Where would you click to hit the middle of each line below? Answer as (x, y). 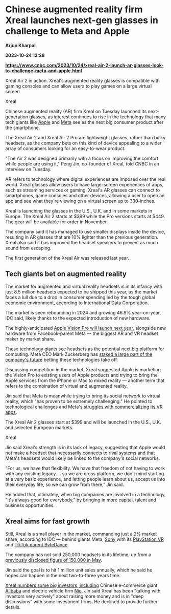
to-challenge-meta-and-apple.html (44, 71)
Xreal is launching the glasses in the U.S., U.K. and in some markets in (79, 210)
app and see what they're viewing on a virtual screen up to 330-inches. (80, 201)
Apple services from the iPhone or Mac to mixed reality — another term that (85, 380)
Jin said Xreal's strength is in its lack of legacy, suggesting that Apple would (85, 447)
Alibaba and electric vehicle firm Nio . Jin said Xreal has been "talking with (83, 590)
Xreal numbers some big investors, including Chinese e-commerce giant (81, 585)
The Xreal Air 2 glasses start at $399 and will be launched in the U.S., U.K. (83, 422)
